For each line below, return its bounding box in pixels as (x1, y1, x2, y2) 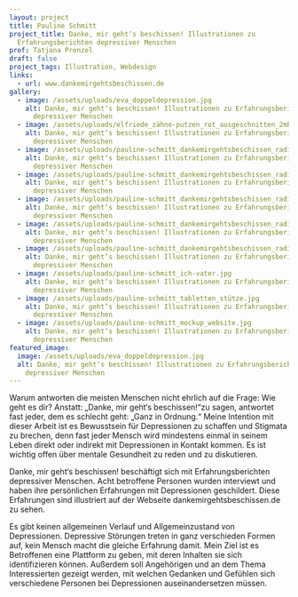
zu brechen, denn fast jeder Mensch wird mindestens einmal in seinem (9, 430, 268, 441)
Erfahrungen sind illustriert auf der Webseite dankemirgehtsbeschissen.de (9, 495, 281, 505)
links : (9, 71, 34, 80)
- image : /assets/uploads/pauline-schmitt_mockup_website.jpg (17, 319, 252, 328)
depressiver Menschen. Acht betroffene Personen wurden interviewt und (9, 476, 277, 487)
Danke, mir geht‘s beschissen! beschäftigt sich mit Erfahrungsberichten (9, 466, 271, 477)
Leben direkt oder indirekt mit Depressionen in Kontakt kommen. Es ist (9, 440, 266, 450)
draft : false (9, 54, 58, 63)
